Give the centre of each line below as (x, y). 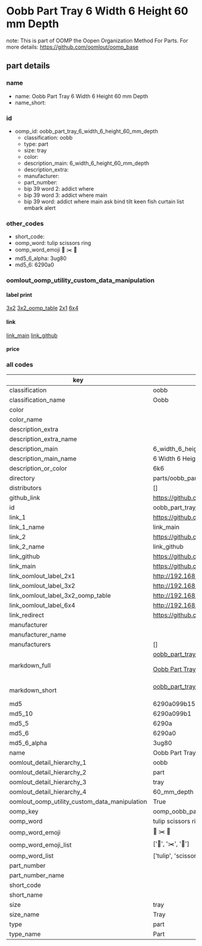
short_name (26, 895)
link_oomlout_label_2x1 (42, 576)
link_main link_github (32, 335)
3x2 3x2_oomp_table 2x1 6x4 (42, 308)
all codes (20, 365)
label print (19, 295)
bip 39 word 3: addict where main (66, 195)
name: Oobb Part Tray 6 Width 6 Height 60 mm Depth (81, 96)
